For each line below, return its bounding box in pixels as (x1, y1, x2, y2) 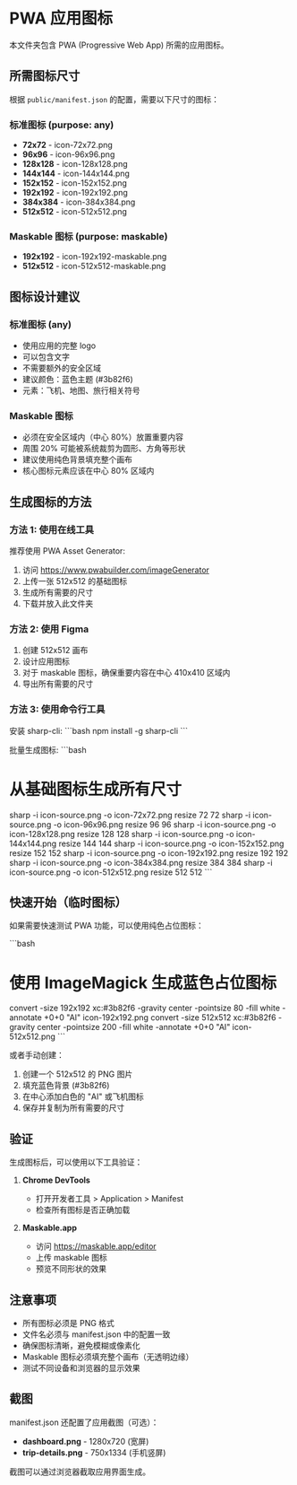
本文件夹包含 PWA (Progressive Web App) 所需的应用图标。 (9, 39, 230, 50)
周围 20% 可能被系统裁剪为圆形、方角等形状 (21, 443, 186, 454)
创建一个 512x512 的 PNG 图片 (21, 1069, 133, 1079)
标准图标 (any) (9, 318, 72, 330)
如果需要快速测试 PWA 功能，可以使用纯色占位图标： (9, 921, 204, 931)
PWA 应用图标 (9, 8, 114, 29)
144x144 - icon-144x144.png (21, 168, 130, 179)
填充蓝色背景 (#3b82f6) (21, 1080, 110, 1091)
